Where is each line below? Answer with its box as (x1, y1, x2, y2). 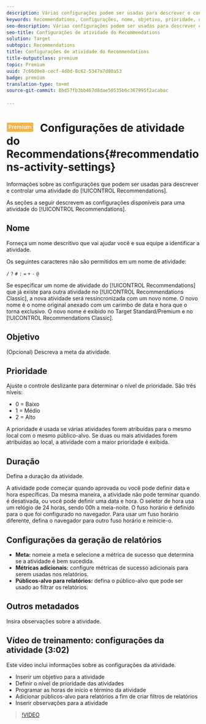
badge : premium (6, 74, 45, 81)
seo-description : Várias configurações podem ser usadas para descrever (6, 23, 196, 29)
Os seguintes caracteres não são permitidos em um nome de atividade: (6, 257, 187, 265)
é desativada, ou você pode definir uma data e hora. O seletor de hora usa (6, 497, 194, 505)
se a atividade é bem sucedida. (15, 558, 94, 565)
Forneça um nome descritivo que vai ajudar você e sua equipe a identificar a (6, 239, 200, 246)
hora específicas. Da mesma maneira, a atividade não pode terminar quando (6, 491, 200, 498)
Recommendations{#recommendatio (6, 147, 199, 161)
